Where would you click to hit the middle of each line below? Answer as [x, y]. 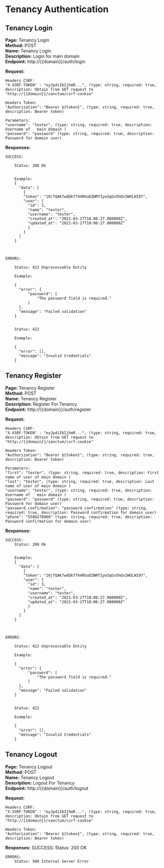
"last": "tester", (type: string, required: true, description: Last [80, 481]
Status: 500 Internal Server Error [52, 861]
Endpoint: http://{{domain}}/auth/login [45, 61]
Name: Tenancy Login [28, 51]
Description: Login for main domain [42, 56]
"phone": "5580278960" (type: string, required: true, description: [79, 517]
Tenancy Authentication [57, 9]
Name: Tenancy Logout [30, 778]
